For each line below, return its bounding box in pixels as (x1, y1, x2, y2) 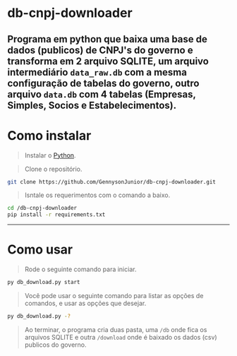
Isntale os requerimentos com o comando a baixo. (24, 191, 171, 199)
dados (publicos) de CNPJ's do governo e (7, 44, 193, 56)
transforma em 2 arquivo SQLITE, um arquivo (7, 55, 209, 67)
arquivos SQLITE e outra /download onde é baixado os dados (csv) (24, 333, 217, 341)
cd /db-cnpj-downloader (7, 205, 78, 212)
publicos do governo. (24, 340, 87, 349)
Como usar (7, 242, 73, 258)
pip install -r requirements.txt (7, 211, 106, 218)
